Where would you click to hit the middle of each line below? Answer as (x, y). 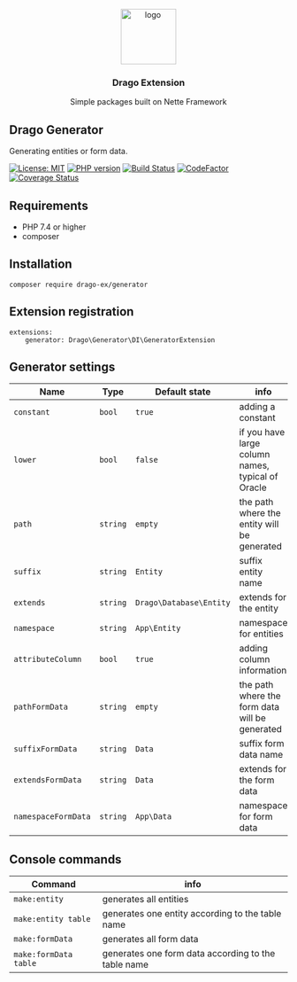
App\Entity (158, 628)
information (263, 671)
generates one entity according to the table (192, 914)
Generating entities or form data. (69, 152)
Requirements (49, 205)
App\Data (154, 817)
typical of (259, 477)
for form (256, 817)
